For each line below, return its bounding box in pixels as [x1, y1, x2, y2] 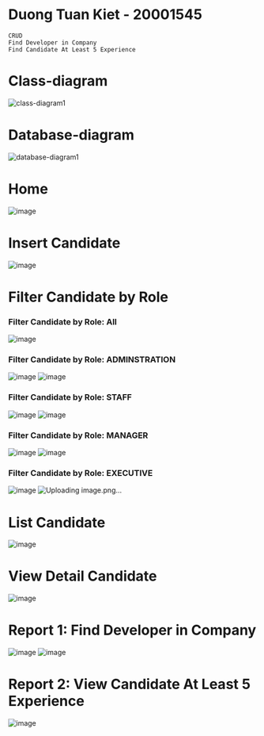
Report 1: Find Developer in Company [8, 621, 257, 639]
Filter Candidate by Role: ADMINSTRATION [8, 355, 176, 366]
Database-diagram [8, 126, 134, 144]
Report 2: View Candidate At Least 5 [8, 676, 251, 693]
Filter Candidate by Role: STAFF [8, 392, 132, 403]
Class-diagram [8, 72, 108, 90]
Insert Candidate [8, 234, 121, 251]
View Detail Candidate [8, 567, 157, 585]
